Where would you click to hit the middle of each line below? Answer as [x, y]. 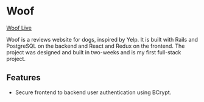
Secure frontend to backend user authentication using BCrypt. [93, 92]
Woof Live [19, 28]
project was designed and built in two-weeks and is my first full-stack [94, 52]
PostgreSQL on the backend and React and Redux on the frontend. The [96, 46]
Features [23, 78]
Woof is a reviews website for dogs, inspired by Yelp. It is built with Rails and [102, 39]
